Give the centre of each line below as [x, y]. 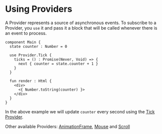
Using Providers [39, 9]
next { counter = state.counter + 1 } [58, 64]
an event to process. [26, 33]
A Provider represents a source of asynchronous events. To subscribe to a [81, 23]
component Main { [23, 42]
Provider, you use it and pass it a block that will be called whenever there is [81, 28]
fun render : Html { [31, 81]
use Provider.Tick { [31, 55]
